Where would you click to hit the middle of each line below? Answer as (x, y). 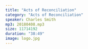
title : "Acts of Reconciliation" (41, 10)
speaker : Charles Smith (31, 19)
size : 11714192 (21, 29)
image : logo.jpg (23, 39)
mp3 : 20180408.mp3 (25, 24)
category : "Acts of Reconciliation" (44, 15)
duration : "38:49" (25, 34)
